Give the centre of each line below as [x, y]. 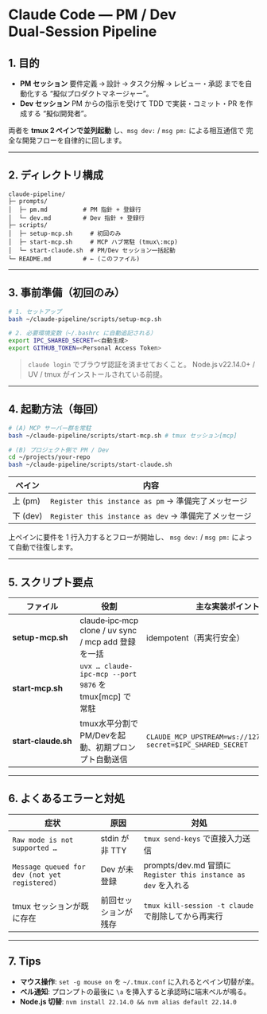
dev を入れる [167, 885]
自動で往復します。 [46, 547]
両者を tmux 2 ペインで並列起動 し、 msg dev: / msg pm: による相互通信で [126, 130]
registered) [35, 883]
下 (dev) [27, 516]
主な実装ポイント [228, 607]
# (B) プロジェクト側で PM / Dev [59, 450]
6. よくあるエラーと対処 [67, 799]
